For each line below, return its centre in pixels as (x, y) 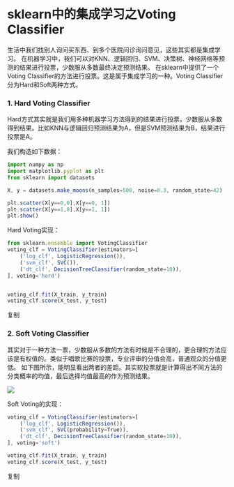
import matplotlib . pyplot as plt (56, 172)
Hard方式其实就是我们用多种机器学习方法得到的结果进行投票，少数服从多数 (115, 119)
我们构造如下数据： (35, 151)
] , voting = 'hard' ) (34, 276)
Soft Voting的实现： (36, 404)
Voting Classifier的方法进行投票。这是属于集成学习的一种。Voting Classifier (115, 76)
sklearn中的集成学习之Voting (92, 14)
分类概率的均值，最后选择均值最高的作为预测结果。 (80, 376)
